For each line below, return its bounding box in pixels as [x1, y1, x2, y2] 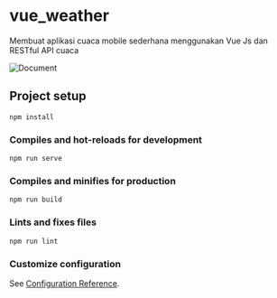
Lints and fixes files [9, 216, 97, 228]
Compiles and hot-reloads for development [9, 133, 203, 145]
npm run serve [9, 154, 63, 163]
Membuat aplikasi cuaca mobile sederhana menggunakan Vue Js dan [9, 35, 269, 46]
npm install [9, 112, 54, 122]
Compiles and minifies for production [9, 174, 176, 187]
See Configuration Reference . [9, 277, 120, 289]
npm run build [9, 195, 63, 204]
